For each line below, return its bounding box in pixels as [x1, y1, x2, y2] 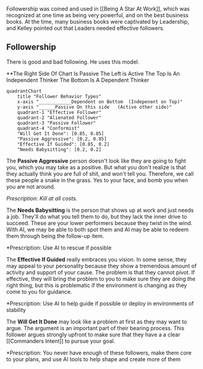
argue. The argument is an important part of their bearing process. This [6, 324, 185, 331]
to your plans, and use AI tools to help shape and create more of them [6, 355, 181, 363]
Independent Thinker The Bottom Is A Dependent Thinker [6, 76, 150, 84]
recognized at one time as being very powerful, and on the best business [6, 12, 189, 19]
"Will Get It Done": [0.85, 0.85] [17, 130, 104, 137]
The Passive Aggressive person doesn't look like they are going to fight [6, 157, 187, 164]
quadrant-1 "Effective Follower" [17, 109, 102, 115]
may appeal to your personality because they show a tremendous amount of [6, 262, 197, 269]
